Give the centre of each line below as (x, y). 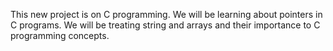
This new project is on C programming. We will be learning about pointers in (166, 14)
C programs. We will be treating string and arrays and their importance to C (165, 25)
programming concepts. (60, 35)
